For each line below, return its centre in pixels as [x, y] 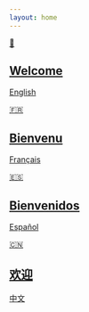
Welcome [36, 71]
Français [25, 160]
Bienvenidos [44, 205]
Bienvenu [36, 138]
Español [24, 227]
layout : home [33, 17]
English [23, 92]
